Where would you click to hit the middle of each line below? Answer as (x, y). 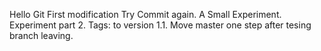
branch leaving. (41, 35)
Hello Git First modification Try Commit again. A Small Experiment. (145, 14)
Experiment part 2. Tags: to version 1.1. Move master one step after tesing (160, 25)
